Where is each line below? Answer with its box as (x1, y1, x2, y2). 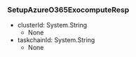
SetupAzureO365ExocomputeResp (7, 5, 130, 15)
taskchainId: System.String (17, 36, 95, 44)
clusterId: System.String (17, 21, 88, 30)
